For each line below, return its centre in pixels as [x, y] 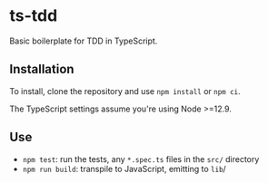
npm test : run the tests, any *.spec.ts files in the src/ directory [141, 159]
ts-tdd [34, 16]
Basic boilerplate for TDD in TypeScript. [84, 41]
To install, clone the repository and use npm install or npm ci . [125, 91]
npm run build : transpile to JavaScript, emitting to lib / [124, 169]
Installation [42, 69]
